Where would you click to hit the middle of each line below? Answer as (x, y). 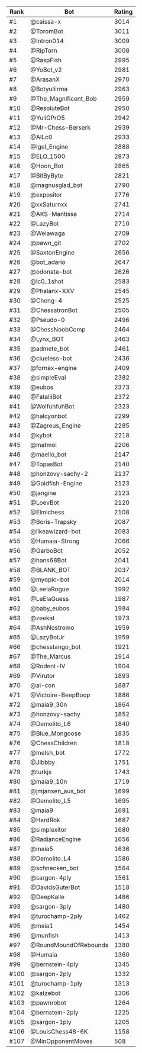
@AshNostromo (52, 628)
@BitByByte (47, 176)
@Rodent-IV (48, 666)
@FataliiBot (46, 397)
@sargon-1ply (51, 1022)
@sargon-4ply (51, 878)
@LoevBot (45, 503)
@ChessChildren (54, 743)
